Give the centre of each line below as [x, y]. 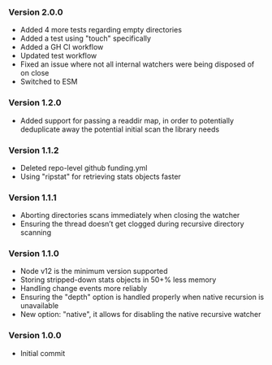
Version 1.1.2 [34, 150]
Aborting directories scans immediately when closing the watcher [130, 215]
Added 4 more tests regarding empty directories [101, 30]
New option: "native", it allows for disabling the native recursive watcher [140, 315]
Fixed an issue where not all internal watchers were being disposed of [137, 64]
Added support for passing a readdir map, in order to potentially [127, 120]
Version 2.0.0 [36, 12]
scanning [35, 232]
